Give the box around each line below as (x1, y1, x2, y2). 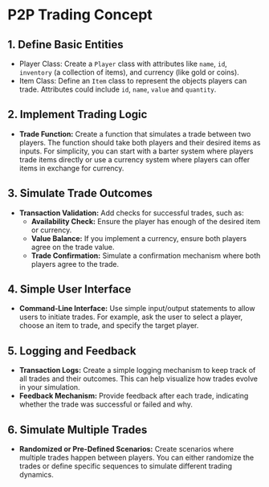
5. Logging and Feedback (7, 344, 137, 358)
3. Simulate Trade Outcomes (7, 186, 153, 200)
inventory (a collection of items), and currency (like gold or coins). (18, 68, 240, 77)
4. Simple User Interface (7, 283, 132, 297)
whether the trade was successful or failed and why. (18, 399, 194, 409)
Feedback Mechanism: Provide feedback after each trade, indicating (18, 391, 249, 401)
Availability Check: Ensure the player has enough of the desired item (31, 216, 261, 226)
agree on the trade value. (31, 242, 115, 252)
